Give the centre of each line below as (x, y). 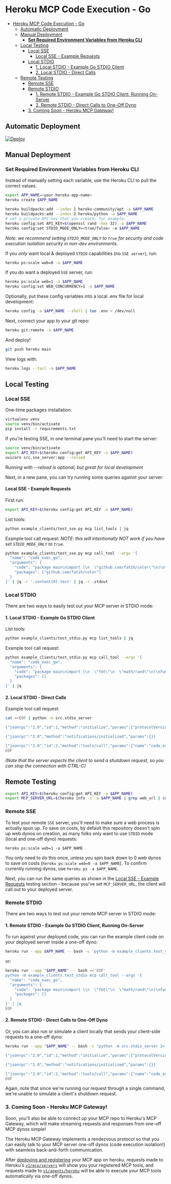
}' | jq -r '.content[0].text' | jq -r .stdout (57, 582)
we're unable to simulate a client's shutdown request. (61, 1094)
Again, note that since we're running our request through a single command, (85, 1088)
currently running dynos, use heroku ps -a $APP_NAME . (62, 868)
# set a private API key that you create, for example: (66, 219)
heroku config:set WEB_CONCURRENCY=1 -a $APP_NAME (60, 287)
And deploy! (18, 340)
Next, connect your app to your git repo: (47, 321)
